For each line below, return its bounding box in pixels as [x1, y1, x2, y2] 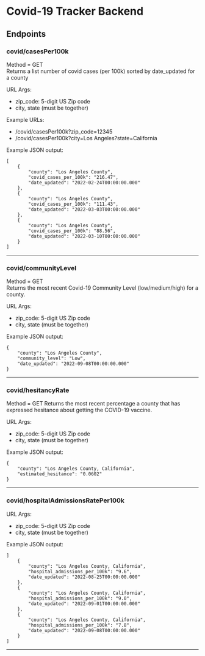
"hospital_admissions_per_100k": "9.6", [28, 568, 132, 575]
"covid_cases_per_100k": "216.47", [28, 174, 119, 180]
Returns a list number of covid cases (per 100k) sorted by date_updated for [6, 67, 195, 75]
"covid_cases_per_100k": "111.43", [28, 201, 119, 207]
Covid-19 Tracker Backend [6, 4, 144, 18]
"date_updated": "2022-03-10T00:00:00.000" [28, 233, 140, 239]
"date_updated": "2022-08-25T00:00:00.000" [28, 574, 140, 580]
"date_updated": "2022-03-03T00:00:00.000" [28, 206, 140, 213]
